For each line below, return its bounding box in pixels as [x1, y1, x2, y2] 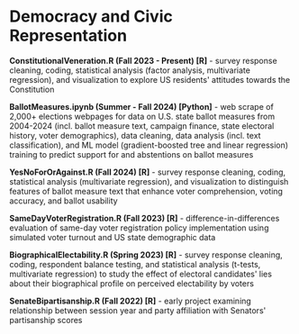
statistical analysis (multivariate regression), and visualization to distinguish [9, 176, 289, 186]
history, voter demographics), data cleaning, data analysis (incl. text [9, 130, 261, 140]
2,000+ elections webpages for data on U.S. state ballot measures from [9, 111, 276, 122]
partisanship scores [9, 314, 83, 325]
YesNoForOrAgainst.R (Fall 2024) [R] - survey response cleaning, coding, [9, 167, 286, 177]
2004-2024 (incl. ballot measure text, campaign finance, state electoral [9, 120, 275, 131]
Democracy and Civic [9, 6, 173, 27]
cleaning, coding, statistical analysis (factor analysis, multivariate [9, 65, 250, 76]
